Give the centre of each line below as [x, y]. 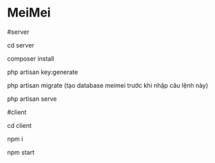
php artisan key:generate [43, 72]
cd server [21, 45]
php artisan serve [32, 99]
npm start [21, 152]
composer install [31, 58]
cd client [20, 125]
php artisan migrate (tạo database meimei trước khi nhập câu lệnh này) [108, 85]
